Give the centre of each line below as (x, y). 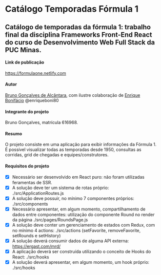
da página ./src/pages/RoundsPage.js (50, 220)
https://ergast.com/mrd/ (36, 246)
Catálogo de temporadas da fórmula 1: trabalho (78, 27)
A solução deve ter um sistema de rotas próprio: (60, 188)
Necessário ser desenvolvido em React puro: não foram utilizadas (78, 177)
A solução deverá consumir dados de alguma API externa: (70, 241)
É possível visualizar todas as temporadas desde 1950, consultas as (73, 149)
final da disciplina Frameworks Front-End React (79, 34)
